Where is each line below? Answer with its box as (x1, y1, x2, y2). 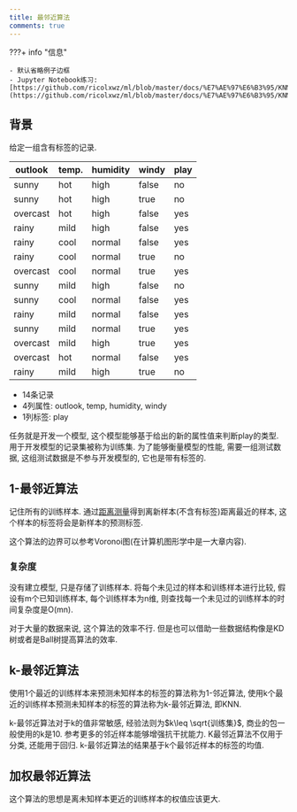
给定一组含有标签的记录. (9, 143, 97, 153)
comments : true (9, 21, 65, 30)
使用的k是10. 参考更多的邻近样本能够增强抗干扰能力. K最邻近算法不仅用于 (16, 729, 284, 739)
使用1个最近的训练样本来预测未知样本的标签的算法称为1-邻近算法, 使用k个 (9, 688, 276, 699)
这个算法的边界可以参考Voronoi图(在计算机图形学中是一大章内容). (9, 537, 247, 547)
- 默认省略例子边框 (9, 66, 71, 75)
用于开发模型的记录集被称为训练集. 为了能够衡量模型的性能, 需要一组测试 (9, 442, 274, 452)
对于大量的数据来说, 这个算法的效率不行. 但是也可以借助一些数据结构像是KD (9, 623, 285, 634)
